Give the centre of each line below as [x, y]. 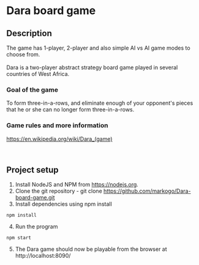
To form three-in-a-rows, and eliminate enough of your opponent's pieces [100, 103]
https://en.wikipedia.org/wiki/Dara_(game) [59, 139]
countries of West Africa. [38, 74]
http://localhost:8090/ [43, 256]
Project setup [33, 170]
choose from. [23, 54]
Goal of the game [32, 89]
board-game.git [35, 198]
